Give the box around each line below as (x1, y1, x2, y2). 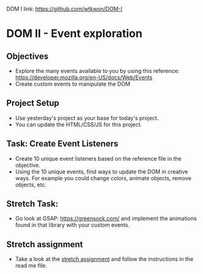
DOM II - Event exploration (6, 27, 142, 40)
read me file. (15, 262, 48, 269)
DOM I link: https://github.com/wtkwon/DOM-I (6, 6, 123, 12)
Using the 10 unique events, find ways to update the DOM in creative (15, 168, 188, 175)
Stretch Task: (6, 199, 59, 209)
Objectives (6, 51, 49, 61)
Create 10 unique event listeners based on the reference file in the (15, 154, 182, 162)
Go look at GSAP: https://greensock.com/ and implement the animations (15, 215, 197, 223)
